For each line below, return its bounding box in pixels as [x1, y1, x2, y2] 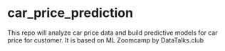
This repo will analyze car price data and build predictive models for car [7, 28, 219, 37]
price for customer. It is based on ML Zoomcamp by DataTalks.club [7, 35, 204, 44]
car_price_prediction [7, 5, 134, 21]
